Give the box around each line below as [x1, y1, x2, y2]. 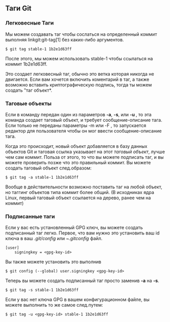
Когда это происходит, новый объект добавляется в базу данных [5, 143, 148, 149]
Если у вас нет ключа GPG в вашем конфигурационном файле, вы [5, 296, 150, 303]
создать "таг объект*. [5, 87, 53, 93]
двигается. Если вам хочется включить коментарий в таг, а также [5, 76, 150, 82]
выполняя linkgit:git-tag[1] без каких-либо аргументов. [5, 36, 124, 42]
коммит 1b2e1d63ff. [5, 61, 47, 67]
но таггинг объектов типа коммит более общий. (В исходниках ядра [5, 189, 155, 195]
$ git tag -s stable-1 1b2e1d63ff [5, 288, 79, 293]
